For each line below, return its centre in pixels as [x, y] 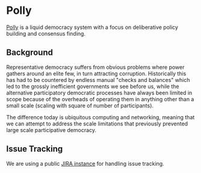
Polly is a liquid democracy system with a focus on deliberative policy [92, 27]
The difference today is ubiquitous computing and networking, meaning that [100, 117]
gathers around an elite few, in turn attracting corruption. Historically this [96, 74]
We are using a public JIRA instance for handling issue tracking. [85, 163]
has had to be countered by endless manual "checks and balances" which [98, 80]
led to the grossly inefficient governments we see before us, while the [93, 86]
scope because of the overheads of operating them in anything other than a [100, 99]
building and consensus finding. [46, 33]
